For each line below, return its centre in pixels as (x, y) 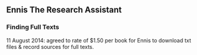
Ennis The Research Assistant (64, 10)
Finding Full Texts (33, 27)
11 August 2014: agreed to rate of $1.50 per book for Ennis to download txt (99, 40)
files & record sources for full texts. (50, 47)
